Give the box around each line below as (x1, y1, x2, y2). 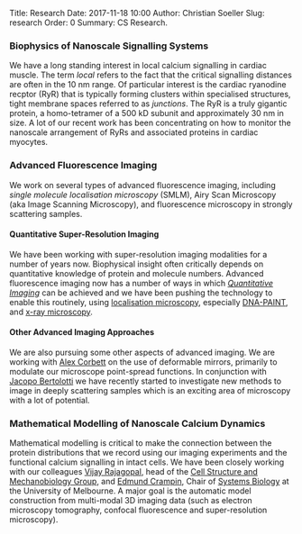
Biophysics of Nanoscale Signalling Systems (9, 40, 209, 52)
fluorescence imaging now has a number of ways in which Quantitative (9, 277, 273, 288)
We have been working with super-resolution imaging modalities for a (9, 249, 268, 259)
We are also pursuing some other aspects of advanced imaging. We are (9, 347, 275, 358)
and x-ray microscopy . (9, 306, 93, 317)
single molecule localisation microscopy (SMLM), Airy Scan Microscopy (9, 189, 277, 200)
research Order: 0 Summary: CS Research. (9, 17, 169, 28)
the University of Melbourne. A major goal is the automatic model (9, 485, 252, 496)
